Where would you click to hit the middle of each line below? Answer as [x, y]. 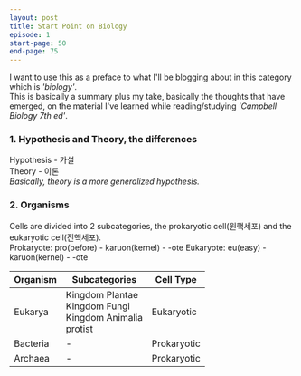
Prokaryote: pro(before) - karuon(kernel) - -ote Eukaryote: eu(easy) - [138, 247]
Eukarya [32, 312]
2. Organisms [39, 205]
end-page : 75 [34, 52]
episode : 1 [30, 34]
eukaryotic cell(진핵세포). [56, 237]
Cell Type [176, 279]
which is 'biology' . [43, 87]
